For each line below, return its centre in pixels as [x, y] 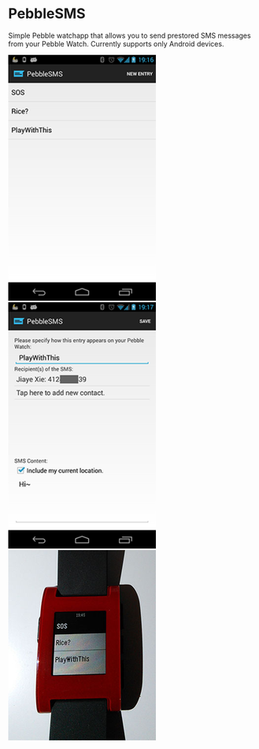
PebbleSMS [47, 14]
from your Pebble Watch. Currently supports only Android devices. [116, 43]
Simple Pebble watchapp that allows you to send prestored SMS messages [129, 35]
